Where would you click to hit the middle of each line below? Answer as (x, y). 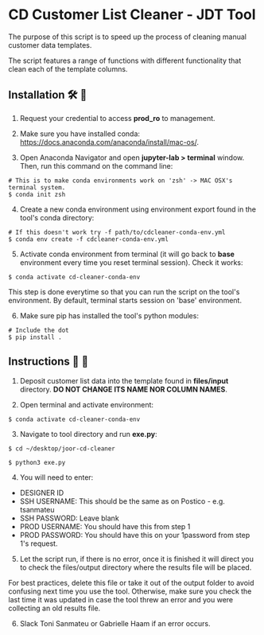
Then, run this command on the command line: (96, 166)
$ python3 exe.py (37, 462)
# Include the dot (39, 330)
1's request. (39, 543)
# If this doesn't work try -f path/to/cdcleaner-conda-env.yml (117, 232)
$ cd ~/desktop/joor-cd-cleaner (62, 448)
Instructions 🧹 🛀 (49, 362)
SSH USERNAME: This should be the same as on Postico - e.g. (122, 501)
